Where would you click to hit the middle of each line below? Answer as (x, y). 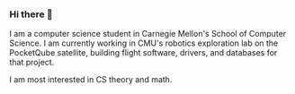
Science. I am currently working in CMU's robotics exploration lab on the (144, 43)
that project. (32, 63)
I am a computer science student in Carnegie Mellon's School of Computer (147, 34)
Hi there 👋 (31, 14)
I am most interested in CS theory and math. (91, 80)
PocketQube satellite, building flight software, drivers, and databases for (143, 53)
